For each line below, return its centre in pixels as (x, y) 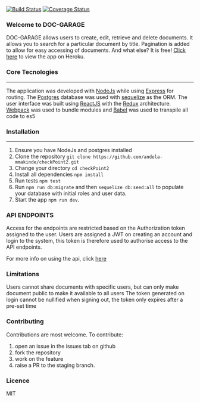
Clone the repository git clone (53, 156)
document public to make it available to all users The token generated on (95, 293)
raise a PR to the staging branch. (55, 365)
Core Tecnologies (32, 72)
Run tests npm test (38, 180)
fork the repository (38, 352)
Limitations (23, 274)
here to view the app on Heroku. (46, 57)
